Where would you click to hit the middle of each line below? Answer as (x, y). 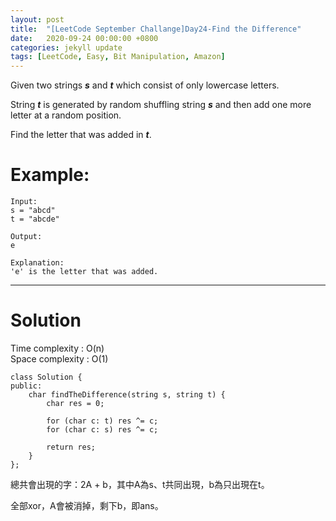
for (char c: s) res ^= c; (102, 430)
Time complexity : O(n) (57, 348)
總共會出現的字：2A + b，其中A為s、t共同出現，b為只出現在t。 (140, 484)
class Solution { (46, 377)
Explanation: (37, 263)
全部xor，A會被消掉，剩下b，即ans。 (87, 505)
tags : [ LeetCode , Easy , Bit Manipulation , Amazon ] (118, 57)
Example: (50, 175)
